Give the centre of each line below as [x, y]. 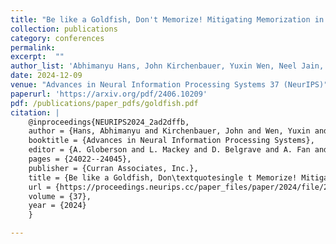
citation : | [35, 112]
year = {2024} [57, 206]
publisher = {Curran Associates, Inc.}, [113, 168]
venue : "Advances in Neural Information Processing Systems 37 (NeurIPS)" [169, 85]
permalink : [33, 47]
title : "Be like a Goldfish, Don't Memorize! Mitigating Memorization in [167, 19]
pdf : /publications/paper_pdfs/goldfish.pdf [104, 103]
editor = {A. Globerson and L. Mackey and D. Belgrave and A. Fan [169, 150]
